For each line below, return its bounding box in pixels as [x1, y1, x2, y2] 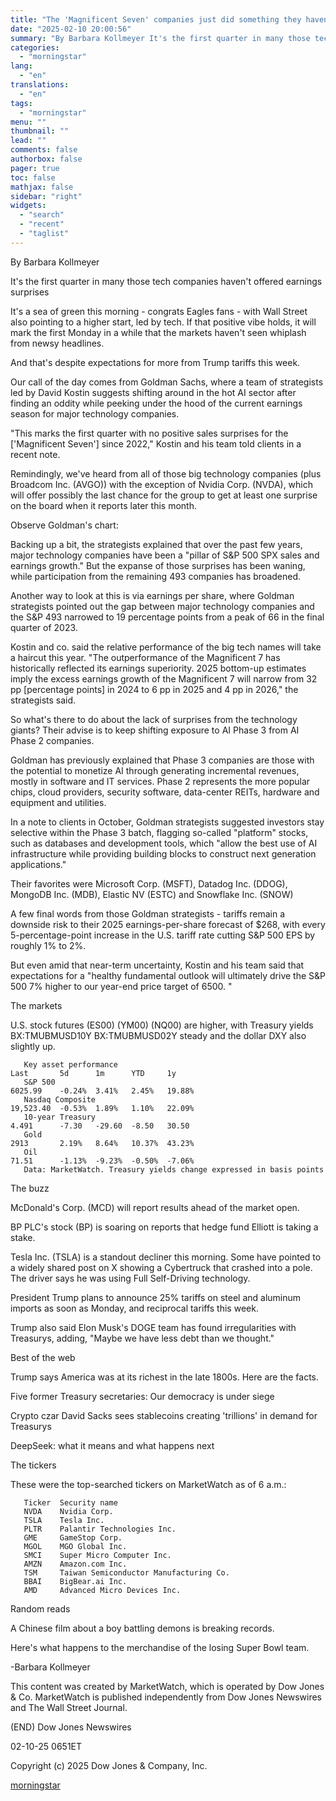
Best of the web [10, 1351, 76, 1363]
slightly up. [10, 1040, 56, 1052]
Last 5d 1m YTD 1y [10, 1068, 177, 1078]
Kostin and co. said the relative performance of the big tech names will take [10, 641, 322, 653]
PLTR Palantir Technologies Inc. [23, 1524, 177, 1534]
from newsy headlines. [10, 337, 105, 349]
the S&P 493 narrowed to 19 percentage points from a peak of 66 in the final [10, 611, 325, 623]
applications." [10, 858, 67, 870]
